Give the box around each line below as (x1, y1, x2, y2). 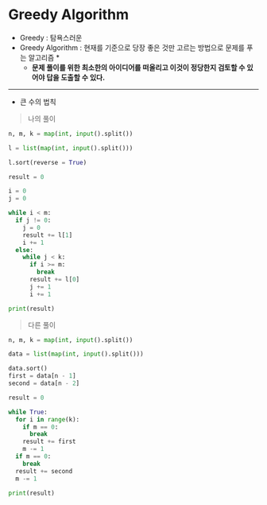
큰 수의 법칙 (19, 97, 57, 107)
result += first (22, 437, 77, 446)
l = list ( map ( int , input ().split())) (8, 144, 133, 152)
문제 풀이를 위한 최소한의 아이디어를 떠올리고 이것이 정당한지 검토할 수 (31, 62, 246, 72)
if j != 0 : (15, 216, 52, 224)
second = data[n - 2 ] (8, 379, 80, 387)
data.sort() (8, 364, 48, 373)
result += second (15, 467, 73, 475)
